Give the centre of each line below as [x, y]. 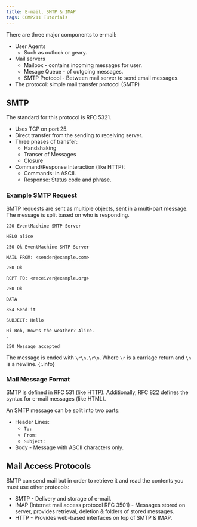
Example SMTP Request [42, 195]
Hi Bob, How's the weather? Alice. [50, 331]
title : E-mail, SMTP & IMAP [41, 12]
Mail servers [30, 59]
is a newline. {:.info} [31, 364]
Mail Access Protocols [49, 466]
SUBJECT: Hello [25, 320]
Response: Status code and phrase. [67, 180]
